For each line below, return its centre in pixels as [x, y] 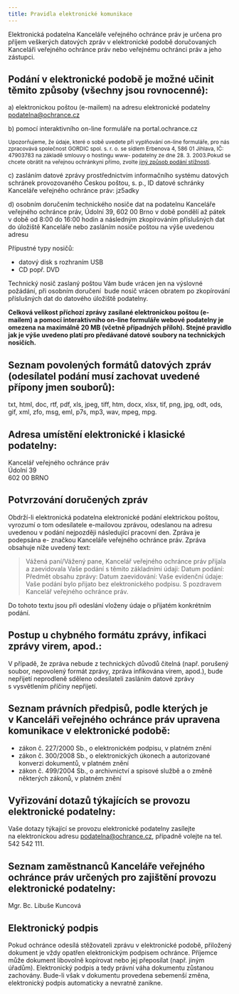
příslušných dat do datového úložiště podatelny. [78, 299]
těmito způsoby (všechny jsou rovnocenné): [108, 91]
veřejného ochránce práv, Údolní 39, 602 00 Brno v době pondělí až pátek [117, 212]
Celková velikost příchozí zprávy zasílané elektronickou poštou [103, 312]
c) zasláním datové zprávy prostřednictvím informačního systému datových [118, 176]
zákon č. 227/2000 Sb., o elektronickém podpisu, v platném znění [115, 748]
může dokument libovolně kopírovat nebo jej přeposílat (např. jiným [106, 960]
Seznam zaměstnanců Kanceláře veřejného [107, 866]
